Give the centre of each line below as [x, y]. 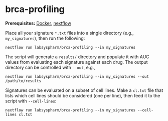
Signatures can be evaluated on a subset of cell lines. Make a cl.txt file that [84, 90]
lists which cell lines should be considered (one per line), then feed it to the [83, 95]
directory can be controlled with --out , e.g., [50, 67]
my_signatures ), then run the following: [45, 38]
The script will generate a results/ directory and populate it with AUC [77, 57]
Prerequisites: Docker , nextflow [38, 23]
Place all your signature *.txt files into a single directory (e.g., [69, 33]
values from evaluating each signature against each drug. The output [76, 62]
